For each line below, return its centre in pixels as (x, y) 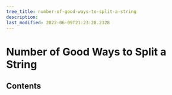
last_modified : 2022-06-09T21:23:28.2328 (58, 22)
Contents (24, 86)
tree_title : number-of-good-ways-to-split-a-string (71, 12)
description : (22, 17)
